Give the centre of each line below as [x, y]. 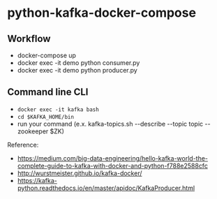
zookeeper [33, 131]
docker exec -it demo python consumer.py [78, 63]
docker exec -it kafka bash [58, 110]
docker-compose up [47, 55]
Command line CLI [48, 92]
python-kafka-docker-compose [102, 13]
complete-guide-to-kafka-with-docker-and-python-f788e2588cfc [112, 165]
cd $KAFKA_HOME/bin [46, 117]
